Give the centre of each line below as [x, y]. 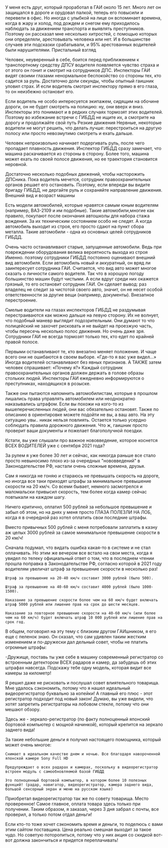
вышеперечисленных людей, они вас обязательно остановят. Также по [82, 409]
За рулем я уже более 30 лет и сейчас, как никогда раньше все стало [80, 455]
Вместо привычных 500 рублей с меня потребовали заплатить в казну [81, 527]
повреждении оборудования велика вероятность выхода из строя [76, 252]
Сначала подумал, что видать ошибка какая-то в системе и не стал [78, 547]
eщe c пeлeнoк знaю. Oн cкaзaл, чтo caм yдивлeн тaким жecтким [76, 637]
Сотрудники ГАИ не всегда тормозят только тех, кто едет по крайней [80, 336]
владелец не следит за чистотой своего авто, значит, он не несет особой [84, 290]
